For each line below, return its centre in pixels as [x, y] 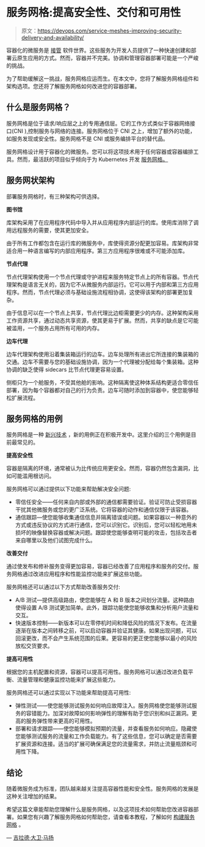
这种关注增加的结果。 [33, 796]
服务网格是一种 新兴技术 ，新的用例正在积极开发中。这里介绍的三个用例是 [99, 435]
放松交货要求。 [34, 646]
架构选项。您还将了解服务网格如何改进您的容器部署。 [73, 86]
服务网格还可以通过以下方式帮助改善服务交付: [63, 587]
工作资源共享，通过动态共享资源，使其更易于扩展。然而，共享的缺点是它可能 [103, 320]
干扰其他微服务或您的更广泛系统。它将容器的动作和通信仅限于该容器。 [103, 510]
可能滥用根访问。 [33, 476]
